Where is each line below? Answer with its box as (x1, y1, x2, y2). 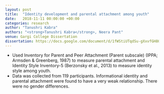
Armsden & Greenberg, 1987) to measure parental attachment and (12, 57, 145, 63)
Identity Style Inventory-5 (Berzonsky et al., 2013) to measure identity (12, 62, 152, 68)
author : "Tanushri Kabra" (5, 25, 58, 30)
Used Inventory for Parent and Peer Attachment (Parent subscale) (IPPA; (12, 52, 158, 58)
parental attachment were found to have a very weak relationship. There (12, 78, 158, 84)
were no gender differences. (12, 83, 70, 89)
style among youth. (12, 68, 51, 74)
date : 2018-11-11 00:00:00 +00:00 (5, 16, 80, 21)
